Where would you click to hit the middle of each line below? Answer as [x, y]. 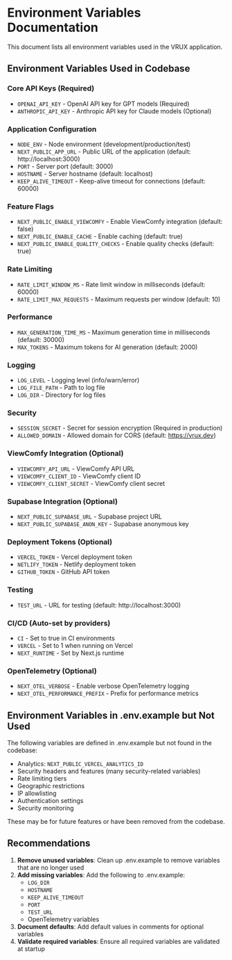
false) [25, 229]
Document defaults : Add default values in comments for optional [110, 927]
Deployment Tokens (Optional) [60, 542]
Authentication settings [50, 800]
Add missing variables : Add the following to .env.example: [101, 874]
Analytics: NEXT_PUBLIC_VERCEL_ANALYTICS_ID [80, 764]
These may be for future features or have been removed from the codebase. [116, 821]
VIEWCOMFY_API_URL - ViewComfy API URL [76, 469]
